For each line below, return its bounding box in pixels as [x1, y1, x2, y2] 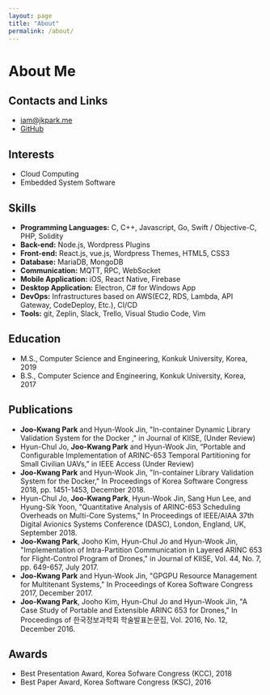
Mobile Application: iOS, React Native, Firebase [19, 275, 181, 284]
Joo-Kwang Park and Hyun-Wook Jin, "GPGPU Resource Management [19, 570, 257, 580]
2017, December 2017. [19, 588, 93, 598]
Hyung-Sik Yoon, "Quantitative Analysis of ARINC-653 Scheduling [19, 501, 241, 511]
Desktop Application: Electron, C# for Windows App [19, 283, 196, 292]
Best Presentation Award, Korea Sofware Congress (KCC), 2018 [19, 669, 232, 679]
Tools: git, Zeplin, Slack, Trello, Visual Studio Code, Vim [19, 309, 206, 318]
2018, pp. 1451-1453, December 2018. [19, 484, 146, 494]
